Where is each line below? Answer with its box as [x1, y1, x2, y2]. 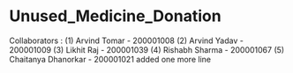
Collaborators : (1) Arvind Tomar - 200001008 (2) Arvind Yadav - [9, 35, 244, 46]
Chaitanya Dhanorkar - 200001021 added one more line [9, 54, 212, 64]
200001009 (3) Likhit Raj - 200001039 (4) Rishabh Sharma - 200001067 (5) [9, 44, 285, 55]
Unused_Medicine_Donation [9, 6, 222, 26]
